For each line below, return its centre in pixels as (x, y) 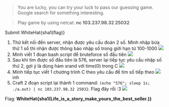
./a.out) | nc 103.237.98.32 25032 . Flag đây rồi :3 (67, 89)
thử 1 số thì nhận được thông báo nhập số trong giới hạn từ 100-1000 (85, 48)
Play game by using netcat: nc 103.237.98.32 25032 (73, 23)
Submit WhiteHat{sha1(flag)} (35, 32)
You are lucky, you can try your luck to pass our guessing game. (85, 7)
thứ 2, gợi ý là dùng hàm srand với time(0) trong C (65, 66)
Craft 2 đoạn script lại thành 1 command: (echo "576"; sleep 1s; (81, 83)
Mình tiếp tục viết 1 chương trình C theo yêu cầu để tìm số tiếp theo (83, 72)
